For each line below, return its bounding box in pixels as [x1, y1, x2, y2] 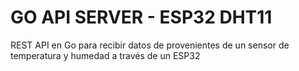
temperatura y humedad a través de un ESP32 [10, 49, 201, 61]
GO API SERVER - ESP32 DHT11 [10, 6, 273, 29]
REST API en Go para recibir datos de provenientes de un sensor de [10, 39, 290, 51]
